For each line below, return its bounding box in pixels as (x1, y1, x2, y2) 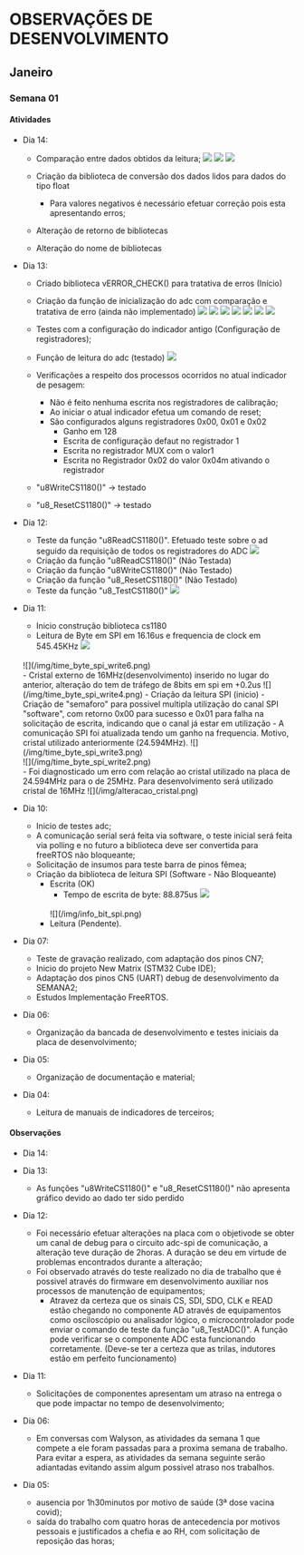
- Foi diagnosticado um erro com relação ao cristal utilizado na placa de (22, 766, 291, 777)
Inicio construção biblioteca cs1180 (35, 620, 167, 631)
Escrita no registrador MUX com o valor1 (62, 445, 214, 455)
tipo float (35, 180, 71, 191)
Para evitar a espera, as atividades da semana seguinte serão (35, 1452, 266, 1462)
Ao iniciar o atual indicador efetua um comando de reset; (49, 406, 262, 417)
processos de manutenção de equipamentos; (35, 1285, 205, 1296)
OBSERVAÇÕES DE (9, 9, 154, 30)
